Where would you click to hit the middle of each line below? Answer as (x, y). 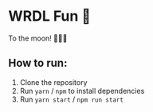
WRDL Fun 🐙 (50, 16)
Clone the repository (53, 82)
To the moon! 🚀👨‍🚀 (38, 38)
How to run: (38, 63)
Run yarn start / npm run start (71, 99)
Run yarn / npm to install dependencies (82, 91)
